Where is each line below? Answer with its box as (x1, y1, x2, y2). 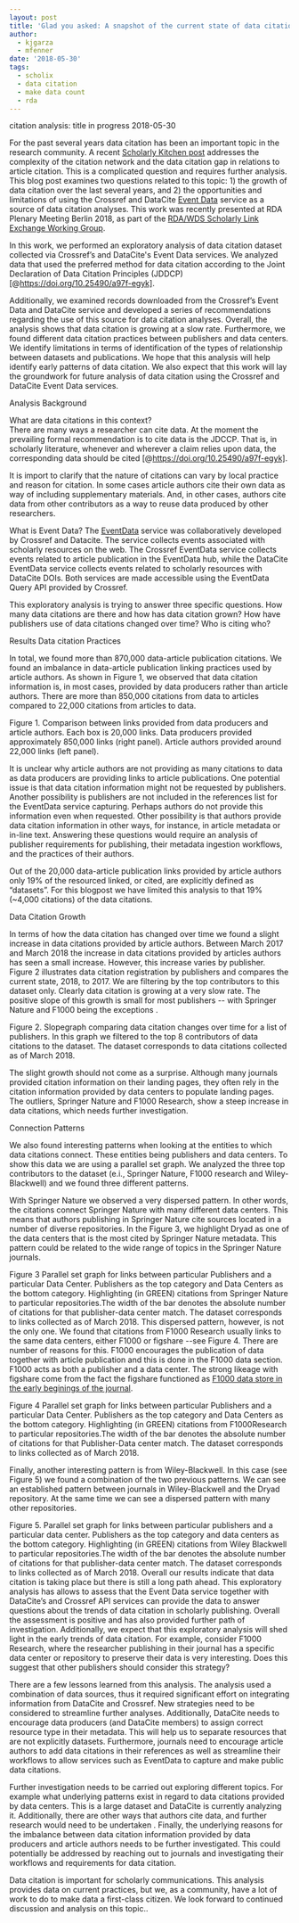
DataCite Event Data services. (9, 381, 118, 391)
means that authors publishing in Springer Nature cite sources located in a (9, 1214, 282, 1225)
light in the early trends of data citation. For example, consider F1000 (9, 1633, 263, 1645)
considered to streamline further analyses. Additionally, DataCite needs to (9, 1708, 280, 1719)
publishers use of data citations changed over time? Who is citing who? (9, 619, 271, 629)
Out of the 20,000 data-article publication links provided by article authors (9, 866, 282, 876)
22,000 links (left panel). (9, 746, 100, 757)
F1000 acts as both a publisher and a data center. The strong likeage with (9, 1364, 279, 1375)
